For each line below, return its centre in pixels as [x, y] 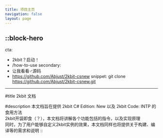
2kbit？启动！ [26, 60]
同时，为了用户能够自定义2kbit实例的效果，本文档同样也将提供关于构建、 [78, 124]
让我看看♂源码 [26, 71]
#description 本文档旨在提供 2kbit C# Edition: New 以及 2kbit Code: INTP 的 [81, 107]
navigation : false [24, 14]
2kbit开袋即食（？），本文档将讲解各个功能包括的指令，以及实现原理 [73, 119]
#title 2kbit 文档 [21, 96]
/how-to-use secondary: [37, 65]
